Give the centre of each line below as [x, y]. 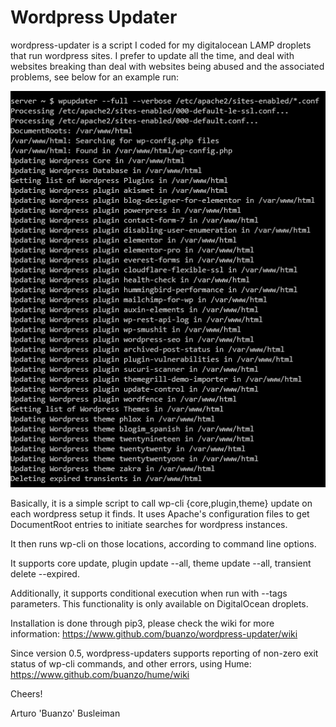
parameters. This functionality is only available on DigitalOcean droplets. [159, 604]
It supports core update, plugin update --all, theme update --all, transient [161, 563]
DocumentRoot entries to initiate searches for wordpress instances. [149, 525]
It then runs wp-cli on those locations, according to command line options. [163, 544]
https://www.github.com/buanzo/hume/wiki [100, 675]
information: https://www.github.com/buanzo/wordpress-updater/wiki [154, 634]
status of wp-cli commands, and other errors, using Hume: [131, 664]
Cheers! [26, 694]
